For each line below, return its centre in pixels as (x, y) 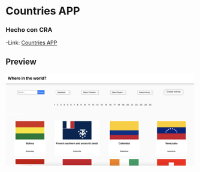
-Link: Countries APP (31, 43)
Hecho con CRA (29, 30)
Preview (21, 61)
